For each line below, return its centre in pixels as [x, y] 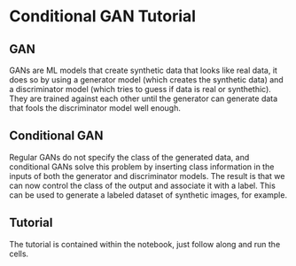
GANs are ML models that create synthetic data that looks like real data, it [143, 70]
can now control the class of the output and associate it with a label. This [143, 185]
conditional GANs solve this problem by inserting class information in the [142, 167]
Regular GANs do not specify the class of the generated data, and [129, 157]
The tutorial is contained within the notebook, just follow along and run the [145, 244]
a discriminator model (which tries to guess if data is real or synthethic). [140, 89]
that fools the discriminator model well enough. [95, 108]
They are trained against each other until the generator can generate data [144, 98]
